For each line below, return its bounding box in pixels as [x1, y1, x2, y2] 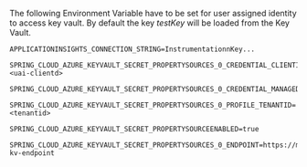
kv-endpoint [9, 149, 55, 158]
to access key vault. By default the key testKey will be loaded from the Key [9, 17, 291, 28]
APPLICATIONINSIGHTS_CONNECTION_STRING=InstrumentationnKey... [9, 45, 256, 54]
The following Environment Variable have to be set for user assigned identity [9, 8, 297, 18]
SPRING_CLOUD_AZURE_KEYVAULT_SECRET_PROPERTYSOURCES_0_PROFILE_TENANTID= [9, 100, 297, 110]
